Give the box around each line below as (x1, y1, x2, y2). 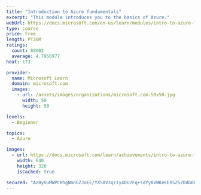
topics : (6, 130, 26, 136)
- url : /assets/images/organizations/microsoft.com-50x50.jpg (17, 92, 175, 98)
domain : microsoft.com (11, 81, 68, 87)
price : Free (6, 31, 36, 37)
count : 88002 (11, 48, 44, 54)
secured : (6, 179, 28, 185)
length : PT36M (6, 36, 42, 42)
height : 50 (22, 103, 50, 109)
